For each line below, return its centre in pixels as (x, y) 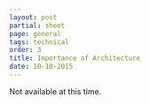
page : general (35, 33)
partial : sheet (37, 26)
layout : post (33, 17)
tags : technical (39, 42)
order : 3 (25, 50)
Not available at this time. (55, 91)
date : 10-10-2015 (41, 67)
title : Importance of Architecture (75, 58)
